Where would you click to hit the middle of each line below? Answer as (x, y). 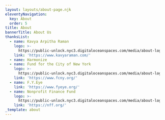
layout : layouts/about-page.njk (38, 10)
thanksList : (17, 37)
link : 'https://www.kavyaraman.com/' (53, 55)
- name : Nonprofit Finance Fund (43, 92)
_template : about (23, 110)
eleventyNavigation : (26, 14)
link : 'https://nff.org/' (41, 105)
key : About (21, 19)
